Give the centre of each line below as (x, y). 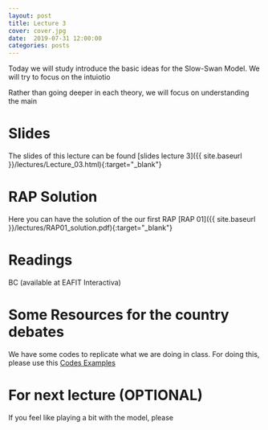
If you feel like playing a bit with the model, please (91, 417)
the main (23, 101)
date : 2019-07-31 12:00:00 (55, 38)
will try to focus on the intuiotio (59, 77)
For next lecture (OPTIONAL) (106, 395)
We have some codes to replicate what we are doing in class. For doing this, (134, 354)
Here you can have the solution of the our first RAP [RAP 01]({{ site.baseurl (132, 219)
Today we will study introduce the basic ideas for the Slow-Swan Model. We (134, 68)
